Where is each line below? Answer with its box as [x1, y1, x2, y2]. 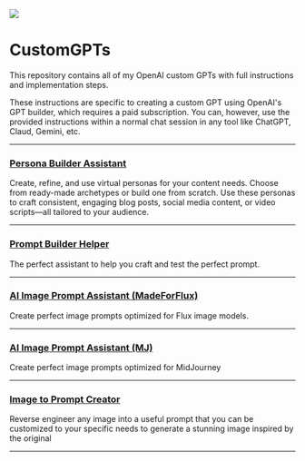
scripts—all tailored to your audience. [9, 207, 150, 218]
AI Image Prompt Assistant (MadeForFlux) [9, 289, 199, 302]
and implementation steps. [9, 79, 109, 90]
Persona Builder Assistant [9, 157, 127, 170]
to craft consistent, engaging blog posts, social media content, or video [9, 197, 276, 208]
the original [9, 433, 52, 444]
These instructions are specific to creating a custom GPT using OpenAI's [9, 96, 282, 108]
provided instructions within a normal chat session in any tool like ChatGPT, [9, 116, 292, 127]
